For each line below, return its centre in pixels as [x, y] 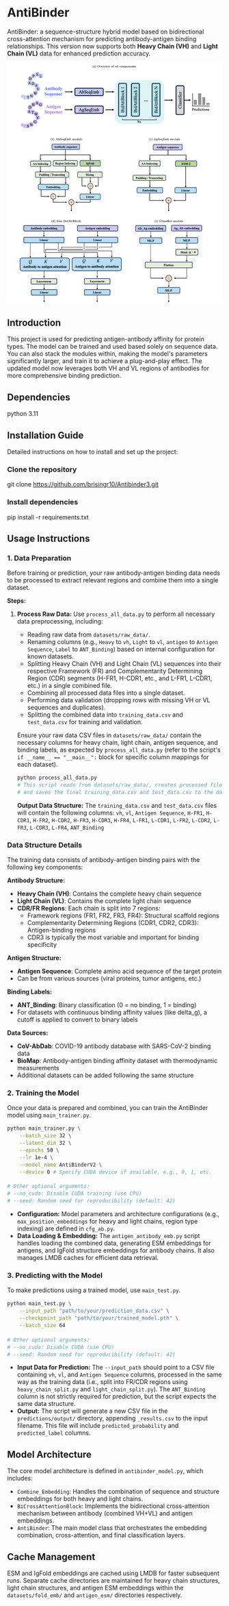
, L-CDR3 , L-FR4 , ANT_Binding [65, 827]
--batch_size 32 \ [45, 1136]
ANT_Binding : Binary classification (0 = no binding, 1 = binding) [107, 1005]
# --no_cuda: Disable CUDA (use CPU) [61, 1347]
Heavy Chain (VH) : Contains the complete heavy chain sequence [109, 894]
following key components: [45, 867]
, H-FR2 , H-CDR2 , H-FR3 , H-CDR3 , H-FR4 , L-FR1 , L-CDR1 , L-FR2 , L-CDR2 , [121, 819]
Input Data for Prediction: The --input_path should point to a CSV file [116, 1368]
